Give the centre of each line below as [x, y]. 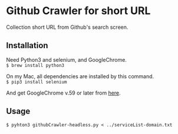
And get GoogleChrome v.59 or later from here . [63, 93]
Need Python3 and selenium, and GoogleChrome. [66, 59]
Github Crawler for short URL [78, 11]
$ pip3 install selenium [37, 82]
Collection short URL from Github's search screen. [67, 27]
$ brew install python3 [35, 65]
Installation [27, 46]
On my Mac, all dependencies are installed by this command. [80, 76]
